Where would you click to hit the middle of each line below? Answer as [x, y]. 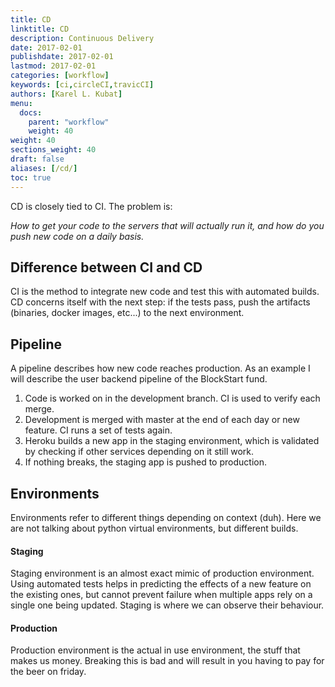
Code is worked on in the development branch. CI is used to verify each [172, 398]
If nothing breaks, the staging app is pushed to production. [145, 462]
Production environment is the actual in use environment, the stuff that [155, 650]
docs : [31, 112]
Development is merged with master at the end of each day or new [162, 420]
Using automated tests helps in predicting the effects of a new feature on [161, 584]
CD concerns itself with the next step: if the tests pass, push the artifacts [160, 302]
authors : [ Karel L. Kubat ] [66, 94]
